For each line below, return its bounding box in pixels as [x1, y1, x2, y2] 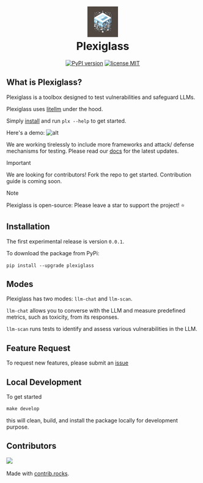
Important [6, 159, 31, 166]
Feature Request [6, 343, 71, 354]
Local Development [6, 377, 82, 387]
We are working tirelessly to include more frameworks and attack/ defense [6, 140, 194, 148]
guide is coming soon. [6, 177, 62, 184]
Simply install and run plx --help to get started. [6, 117, 127, 125]
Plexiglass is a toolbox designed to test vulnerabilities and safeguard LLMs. [6, 93, 196, 101]
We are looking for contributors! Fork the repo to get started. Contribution [6, 171, 191, 178]
